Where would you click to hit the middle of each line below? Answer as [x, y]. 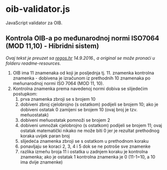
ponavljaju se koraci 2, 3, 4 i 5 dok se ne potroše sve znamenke [85, 146]
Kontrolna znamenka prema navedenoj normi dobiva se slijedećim [80, 88]
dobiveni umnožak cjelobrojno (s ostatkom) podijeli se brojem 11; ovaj [91, 125]
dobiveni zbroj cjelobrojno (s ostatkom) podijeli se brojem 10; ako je [89, 104]
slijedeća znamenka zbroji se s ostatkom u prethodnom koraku [84, 141]
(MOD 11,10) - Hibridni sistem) [52, 46]
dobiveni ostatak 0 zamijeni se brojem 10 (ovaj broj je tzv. [79, 109]
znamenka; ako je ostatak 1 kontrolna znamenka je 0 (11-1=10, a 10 [88, 157]
